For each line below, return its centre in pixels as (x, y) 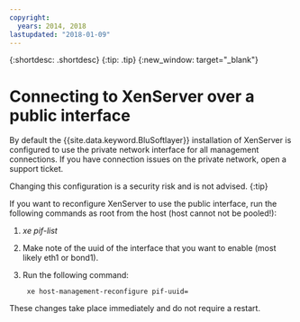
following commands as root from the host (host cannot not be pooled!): (143, 213)
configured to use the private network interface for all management (134, 150)
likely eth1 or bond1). (60, 258)
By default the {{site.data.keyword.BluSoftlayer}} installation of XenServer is (150, 140)
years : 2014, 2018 (52, 26)
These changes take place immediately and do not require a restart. (135, 309)
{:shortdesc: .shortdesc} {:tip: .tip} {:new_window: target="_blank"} (134, 60)
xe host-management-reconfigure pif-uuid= (108, 292)
